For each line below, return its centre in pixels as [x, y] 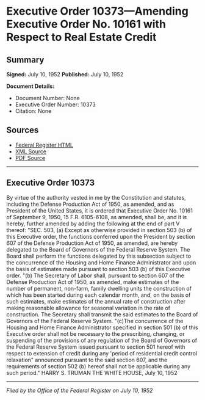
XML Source [31, 151]
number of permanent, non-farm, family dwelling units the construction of [99, 288]
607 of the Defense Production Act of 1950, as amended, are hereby [92, 243]
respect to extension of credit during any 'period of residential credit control [102, 353]
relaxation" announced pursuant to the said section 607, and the [87, 360]
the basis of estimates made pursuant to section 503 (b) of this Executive [99, 269]
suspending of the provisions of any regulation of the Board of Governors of [102, 340]
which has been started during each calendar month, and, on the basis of [99, 295]
